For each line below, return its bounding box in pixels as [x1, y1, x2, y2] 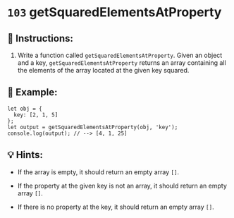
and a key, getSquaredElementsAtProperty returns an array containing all [17, 59, 227, 67]
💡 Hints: [7, 149, 44, 161]
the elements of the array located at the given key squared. [17, 66, 190, 74]
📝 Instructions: [7, 32, 74, 44]
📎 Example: [7, 86, 58, 99]
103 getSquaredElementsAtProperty [7, 4, 222, 20]
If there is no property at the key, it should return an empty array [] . [17, 202, 214, 211]
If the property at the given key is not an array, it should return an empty [17, 181, 228, 190]
